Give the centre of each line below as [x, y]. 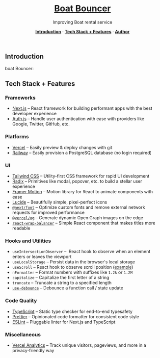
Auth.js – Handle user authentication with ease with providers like [78, 119]
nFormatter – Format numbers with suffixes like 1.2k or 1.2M [72, 272]
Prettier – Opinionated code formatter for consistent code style [76, 316]
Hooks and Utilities [28, 241]
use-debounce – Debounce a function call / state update [68, 288]
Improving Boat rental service [82, 22]
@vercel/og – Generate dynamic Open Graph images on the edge [78, 218]
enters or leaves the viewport [42, 257]
